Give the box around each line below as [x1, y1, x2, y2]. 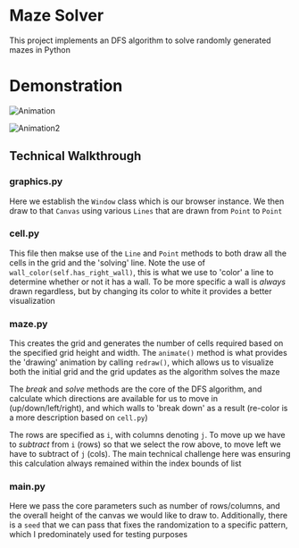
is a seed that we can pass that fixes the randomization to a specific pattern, [9, 519, 288, 530]
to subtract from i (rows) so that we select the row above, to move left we [9, 439, 281, 450]
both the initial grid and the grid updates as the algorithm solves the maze [9, 367, 280, 377]
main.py [9, 480, 46, 493]
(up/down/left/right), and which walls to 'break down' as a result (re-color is [9, 403, 288, 414]
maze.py [9, 317, 48, 330]
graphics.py [9, 175, 63, 188]
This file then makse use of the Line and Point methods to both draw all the [9, 248, 287, 258]
